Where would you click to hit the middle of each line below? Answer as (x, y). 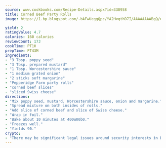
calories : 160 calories (30, 37)
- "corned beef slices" (30, 87)
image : (12, 19)
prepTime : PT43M (22, 51)
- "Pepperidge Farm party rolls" (40, 83)
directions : (17, 97)
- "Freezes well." (24, 124)
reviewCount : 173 (23, 42)
